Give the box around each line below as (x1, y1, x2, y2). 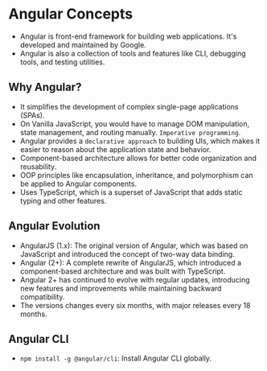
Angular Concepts (8, 5, 133, 23)
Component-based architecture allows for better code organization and (19, 153, 257, 163)
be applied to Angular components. (19, 179, 138, 188)
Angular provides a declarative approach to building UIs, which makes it (19, 136, 261, 146)
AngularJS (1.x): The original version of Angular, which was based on (19, 241, 249, 250)
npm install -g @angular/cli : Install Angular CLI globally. (19, 353, 212, 363)
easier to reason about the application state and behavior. (19, 144, 212, 154)
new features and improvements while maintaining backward (19, 283, 222, 293)
